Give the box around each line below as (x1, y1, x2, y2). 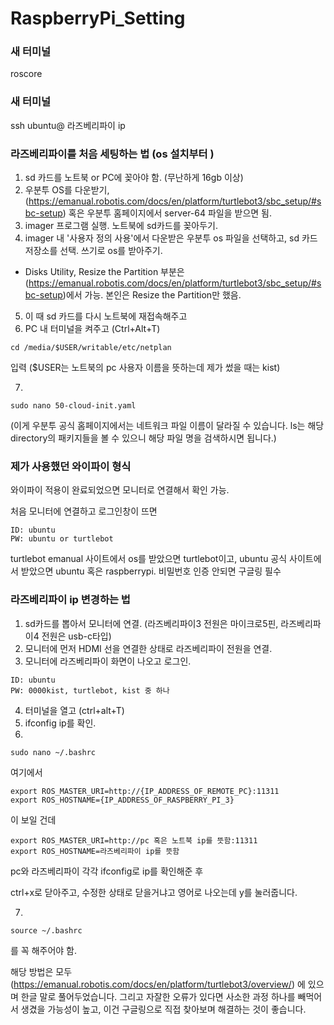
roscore (10, 68, 43, 80)
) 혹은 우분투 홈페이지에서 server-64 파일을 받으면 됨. (62, 207, 273, 219)
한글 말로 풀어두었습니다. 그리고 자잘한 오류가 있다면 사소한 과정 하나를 (20, 990, 296, 1002)
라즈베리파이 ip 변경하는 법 (10, 593, 131, 607)
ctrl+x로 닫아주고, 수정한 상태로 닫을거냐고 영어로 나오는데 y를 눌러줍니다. (10, 886, 298, 898)
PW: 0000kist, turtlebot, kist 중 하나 (10, 685, 170, 696)
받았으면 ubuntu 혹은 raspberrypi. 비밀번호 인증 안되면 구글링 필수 (20, 565, 282, 577)
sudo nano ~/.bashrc (10, 747, 97, 757)
